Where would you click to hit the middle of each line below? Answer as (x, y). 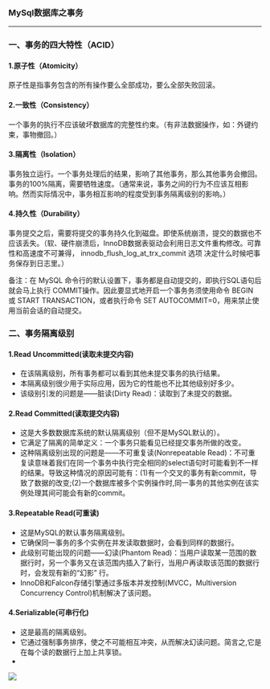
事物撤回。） (42, 134)
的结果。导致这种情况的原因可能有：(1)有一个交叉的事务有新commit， (135, 473)
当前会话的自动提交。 (50, 310)
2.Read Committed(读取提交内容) (64, 413)
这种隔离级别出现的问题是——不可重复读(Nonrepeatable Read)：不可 (134, 453)
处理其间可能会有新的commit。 (78, 493)
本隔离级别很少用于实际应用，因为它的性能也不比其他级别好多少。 (129, 383)
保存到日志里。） (41, 264)
